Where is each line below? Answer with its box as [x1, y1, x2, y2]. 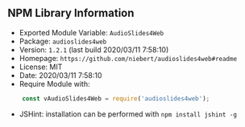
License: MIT [19, 62, 63, 72]
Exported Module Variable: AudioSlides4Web [19, 27, 164, 37]
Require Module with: [19, 79, 90, 88]
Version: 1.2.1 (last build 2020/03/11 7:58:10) [19, 44, 169, 55]
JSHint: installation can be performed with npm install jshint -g [19, 109, 237, 119]
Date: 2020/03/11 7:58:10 [19, 70, 102, 80]
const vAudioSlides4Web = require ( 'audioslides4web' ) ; [22, 94, 210, 103]
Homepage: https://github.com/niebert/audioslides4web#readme [19, 53, 238, 63]
